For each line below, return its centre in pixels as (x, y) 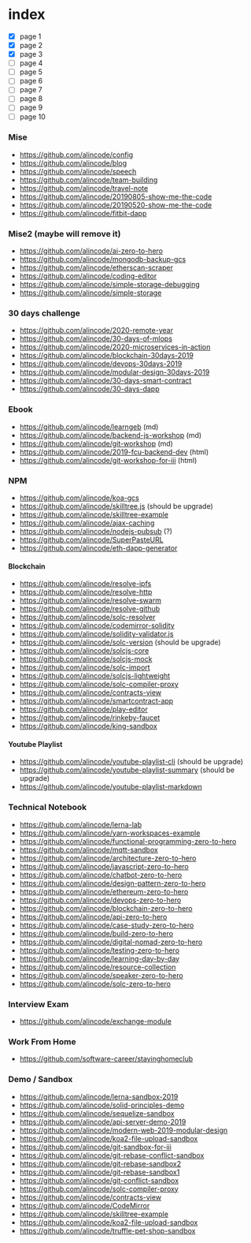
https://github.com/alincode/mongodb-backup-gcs (103, 259)
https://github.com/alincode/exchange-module (95, 1021)
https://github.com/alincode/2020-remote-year (96, 330)
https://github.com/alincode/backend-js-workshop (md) (111, 435)
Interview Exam (39, 1004)
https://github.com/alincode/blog (73, 162)
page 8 (31, 99)
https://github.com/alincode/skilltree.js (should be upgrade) (116, 506)
